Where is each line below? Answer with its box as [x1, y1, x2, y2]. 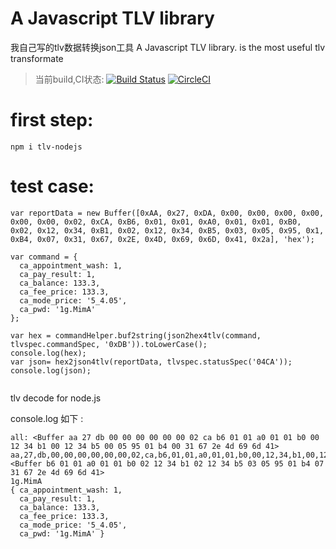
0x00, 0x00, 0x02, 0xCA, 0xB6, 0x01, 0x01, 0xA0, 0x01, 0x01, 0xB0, [10, 217, 302, 227]
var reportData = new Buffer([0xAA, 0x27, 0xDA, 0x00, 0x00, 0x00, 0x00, [10, 208, 325, 218]
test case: [10, 175, 95, 198]
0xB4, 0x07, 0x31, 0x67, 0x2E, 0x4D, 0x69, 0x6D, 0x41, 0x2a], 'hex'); [10, 234, 315, 244]
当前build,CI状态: [34, 73, 105, 85]
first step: [10, 109, 94, 132]
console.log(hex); [10, 348, 87, 358]
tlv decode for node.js [10, 392, 102, 404]
